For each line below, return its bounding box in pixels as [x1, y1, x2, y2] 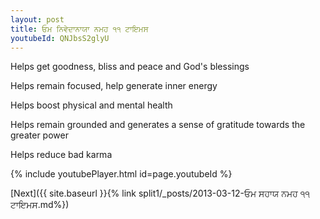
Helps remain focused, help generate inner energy [10, 80, 218, 92]
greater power [10, 129, 69, 141]
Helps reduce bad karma [10, 149, 113, 161]
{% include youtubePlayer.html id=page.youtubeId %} [10, 168, 233, 180]
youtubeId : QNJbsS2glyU [10, 33, 110, 43]
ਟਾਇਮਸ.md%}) [10, 199, 70, 211]
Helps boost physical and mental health [10, 99, 173, 111]
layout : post [10, 14, 65, 25]
